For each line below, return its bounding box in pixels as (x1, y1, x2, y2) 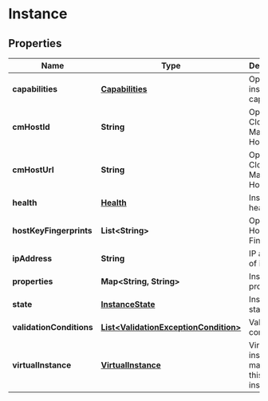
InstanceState (100, 299, 156, 309)
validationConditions (12, 322, 93, 332)
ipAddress (12, 253, 53, 264)
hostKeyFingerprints (12, 225, 93, 236)
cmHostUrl (12, 164, 54, 175)
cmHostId (12, 121, 50, 132)
